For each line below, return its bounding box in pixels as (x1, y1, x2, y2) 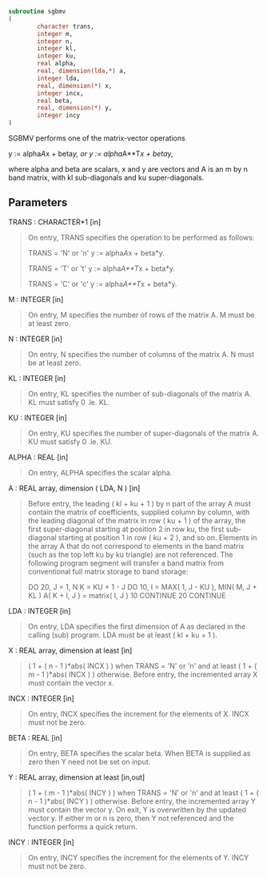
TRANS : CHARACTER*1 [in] (8, 217, 102, 227)
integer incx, (37, 89, 84, 97)
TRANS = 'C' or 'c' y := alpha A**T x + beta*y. (27, 279, 177, 288)
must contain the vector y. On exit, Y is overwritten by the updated (27, 805, 246, 814)
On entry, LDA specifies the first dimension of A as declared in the (27, 622, 246, 631)
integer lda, (37, 74, 81, 82)
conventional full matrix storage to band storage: (27, 566, 189, 576)
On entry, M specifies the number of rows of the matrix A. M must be (27, 310, 255, 320)
